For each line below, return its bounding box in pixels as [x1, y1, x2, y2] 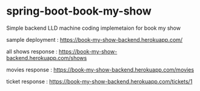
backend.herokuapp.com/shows [6, 54, 87, 61]
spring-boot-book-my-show [6, 4, 152, 18]
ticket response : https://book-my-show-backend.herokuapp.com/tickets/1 [6, 78, 193, 85]
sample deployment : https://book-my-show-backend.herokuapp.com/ [6, 36, 183, 43]
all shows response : [6, 47, 58, 55]
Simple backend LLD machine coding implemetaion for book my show [6, 24, 181, 32]
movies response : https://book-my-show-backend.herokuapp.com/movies [6, 66, 195, 73]
